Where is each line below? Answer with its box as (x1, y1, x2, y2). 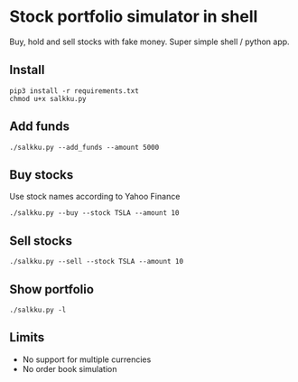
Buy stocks (9, 167, 74, 182)
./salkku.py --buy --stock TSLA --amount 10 (9, 209, 180, 218)
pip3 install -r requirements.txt (9, 86, 140, 96)
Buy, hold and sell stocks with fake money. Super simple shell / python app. (9, 36, 291, 47)
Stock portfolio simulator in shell (9, 6, 258, 27)
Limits (9, 330, 45, 345)
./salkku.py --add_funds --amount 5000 (9, 143, 160, 152)
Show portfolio (9, 282, 95, 297)
